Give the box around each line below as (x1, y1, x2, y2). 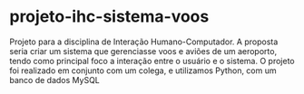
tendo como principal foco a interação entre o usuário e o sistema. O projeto (9, 55, 295, 66)
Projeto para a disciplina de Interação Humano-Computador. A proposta (9, 36, 279, 47)
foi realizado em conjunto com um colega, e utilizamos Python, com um (9, 65, 277, 76)
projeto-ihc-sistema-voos (9, 6, 210, 27)
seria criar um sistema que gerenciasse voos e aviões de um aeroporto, (9, 45, 278, 56)
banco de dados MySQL (9, 74, 100, 85)
